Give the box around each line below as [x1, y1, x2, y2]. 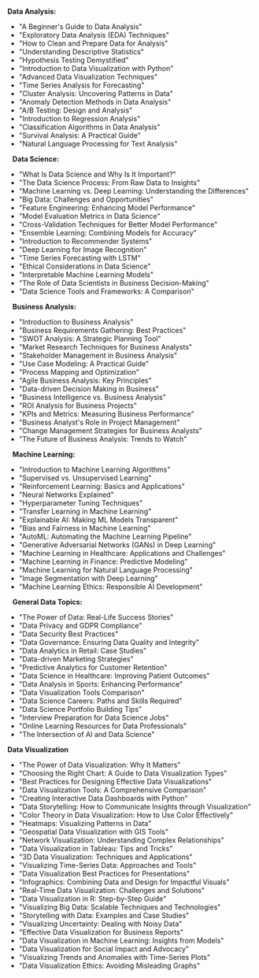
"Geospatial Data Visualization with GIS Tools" [18, 827, 169, 836]
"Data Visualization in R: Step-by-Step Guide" [18, 894, 167, 903]
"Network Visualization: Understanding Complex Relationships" [18, 835, 225, 845]
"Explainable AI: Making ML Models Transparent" [18, 515, 179, 524]
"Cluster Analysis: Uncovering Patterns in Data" [18, 89, 174, 98]
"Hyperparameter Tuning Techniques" [18, 498, 143, 507]
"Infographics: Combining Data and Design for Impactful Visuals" [18, 877, 230, 887]
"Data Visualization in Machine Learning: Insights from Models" [18, 936, 224, 945]
